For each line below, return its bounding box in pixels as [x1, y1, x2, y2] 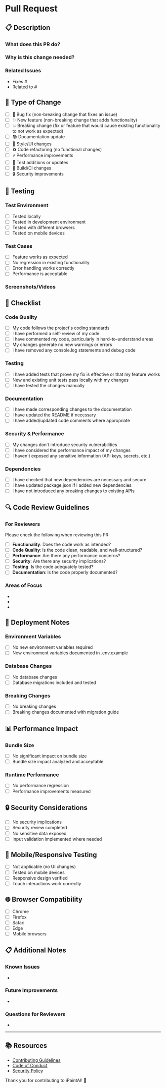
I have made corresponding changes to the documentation [12, 406, 132, 412]
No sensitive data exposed [12, 830, 67, 836]
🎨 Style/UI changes [12, 141, 52, 147]
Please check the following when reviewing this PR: [5, 532, 110, 538]
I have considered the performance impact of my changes [12, 447, 131, 453]
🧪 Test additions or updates [12, 159, 69, 165]
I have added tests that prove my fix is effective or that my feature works [12, 371, 161, 377]
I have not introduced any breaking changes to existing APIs [12, 488, 135, 494]
